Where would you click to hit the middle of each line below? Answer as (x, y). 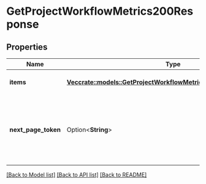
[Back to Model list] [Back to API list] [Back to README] (77, 175)
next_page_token (35, 130)
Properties (27, 47)
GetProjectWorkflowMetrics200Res (100, 11)
